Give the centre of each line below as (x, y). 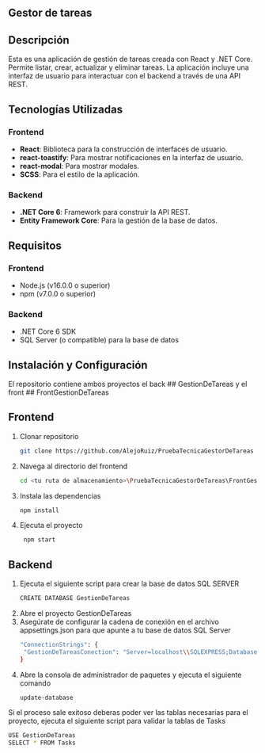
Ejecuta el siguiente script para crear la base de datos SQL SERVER (129, 584)
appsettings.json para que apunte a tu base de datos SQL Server (125, 630)
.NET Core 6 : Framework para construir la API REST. (105, 212)
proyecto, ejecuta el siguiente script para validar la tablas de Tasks (117, 721)
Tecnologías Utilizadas (66, 109)
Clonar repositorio (49, 436)
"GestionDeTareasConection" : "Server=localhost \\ (107, 652)
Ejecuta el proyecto (51, 526)
